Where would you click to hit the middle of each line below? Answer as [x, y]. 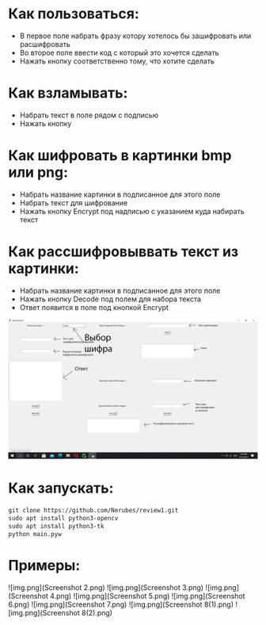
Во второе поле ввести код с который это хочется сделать [119, 52]
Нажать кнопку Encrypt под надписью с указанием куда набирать [132, 211]
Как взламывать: [68, 93]
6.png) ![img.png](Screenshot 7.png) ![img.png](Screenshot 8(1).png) [121, 604]
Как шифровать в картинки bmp [120, 156]
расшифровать [45, 44]
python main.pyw [35, 535]
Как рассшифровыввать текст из [123, 251]
